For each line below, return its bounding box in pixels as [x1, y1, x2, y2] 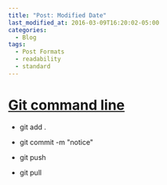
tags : [8, 41, 26, 49]
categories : [8, 26, 47, 34]
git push [19, 152, 46, 161]
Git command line [8, 96, 125, 114]
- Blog [15, 33, 37, 42]
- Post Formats [15, 48, 65, 56]
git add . [19, 122, 47, 132]
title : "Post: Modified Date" [8, 11, 107, 20]
